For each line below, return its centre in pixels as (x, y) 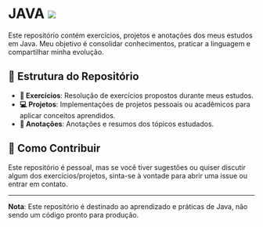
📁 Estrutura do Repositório (74, 76)
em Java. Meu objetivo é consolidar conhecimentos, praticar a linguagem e (130, 43)
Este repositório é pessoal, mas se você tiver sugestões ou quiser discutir (127, 167)
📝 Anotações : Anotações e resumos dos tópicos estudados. (117, 124)
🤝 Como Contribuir (54, 148)
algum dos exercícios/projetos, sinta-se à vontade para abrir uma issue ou (128, 175)
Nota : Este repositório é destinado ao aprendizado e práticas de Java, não (128, 206)
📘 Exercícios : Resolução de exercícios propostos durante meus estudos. (137, 95)
